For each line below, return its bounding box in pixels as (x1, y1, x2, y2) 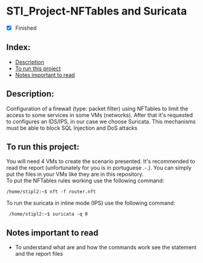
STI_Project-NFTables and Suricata (6, 4, 187, 18)
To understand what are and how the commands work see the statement (15, 244, 197, 251)
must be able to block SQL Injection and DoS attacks (6, 124, 138, 131)
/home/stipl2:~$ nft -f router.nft (6, 189, 96, 195)
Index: (6, 42, 31, 53)
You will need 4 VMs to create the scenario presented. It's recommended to (6, 158, 196, 165)
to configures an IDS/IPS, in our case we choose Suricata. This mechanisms (6, 118, 196, 125)
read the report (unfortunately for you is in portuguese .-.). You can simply (6, 164, 192, 171)
